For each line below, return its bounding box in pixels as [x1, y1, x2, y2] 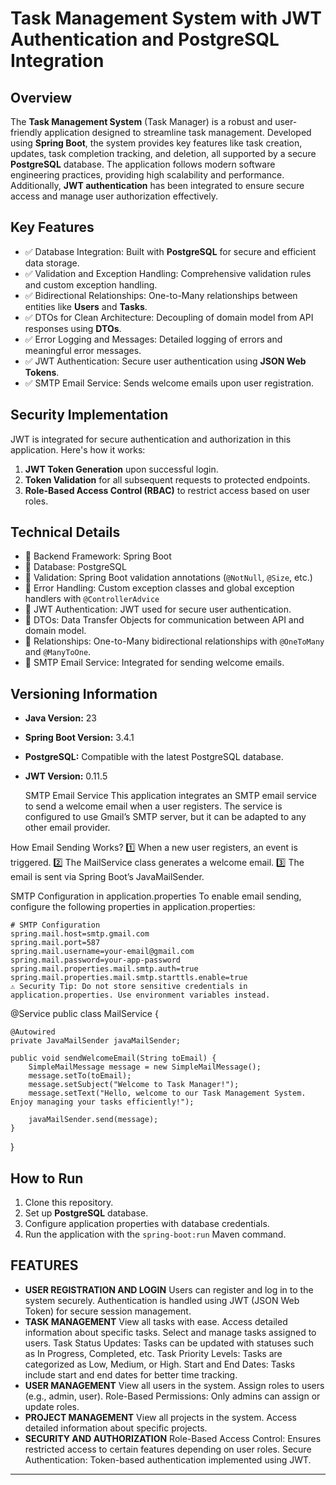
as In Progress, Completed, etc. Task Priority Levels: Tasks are [24, 1347, 283, 1359]
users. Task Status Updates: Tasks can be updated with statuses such [24, 1337, 314, 1349]
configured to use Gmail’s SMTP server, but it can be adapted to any [24, 811, 307, 823]
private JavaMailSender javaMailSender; [10, 1036, 182, 1046]
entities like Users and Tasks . [24, 300, 148, 312]
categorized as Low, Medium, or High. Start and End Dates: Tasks [24, 1358, 296, 1370]
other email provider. [24, 822, 111, 834]
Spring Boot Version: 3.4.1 [24, 732, 135, 744]
